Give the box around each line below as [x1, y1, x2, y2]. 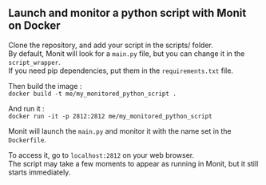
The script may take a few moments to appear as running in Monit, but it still [8, 159, 259, 168]
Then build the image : [8, 81, 82, 90]
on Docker [8, 19, 62, 33]
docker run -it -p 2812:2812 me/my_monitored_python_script [8, 112, 213, 120]
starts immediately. [8, 167, 71, 177]
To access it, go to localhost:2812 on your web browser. [8, 150, 194, 159]
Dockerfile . [8, 135, 46, 144]
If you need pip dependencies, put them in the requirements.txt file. [8, 66, 234, 75]
